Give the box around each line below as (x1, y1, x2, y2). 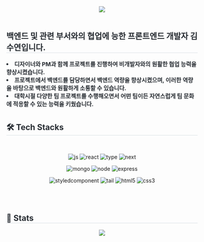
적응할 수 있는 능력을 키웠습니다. (13, 100, 94, 108)
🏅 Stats (6, 213, 34, 223)
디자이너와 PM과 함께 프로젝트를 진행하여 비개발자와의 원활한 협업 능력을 (14, 60, 197, 68)
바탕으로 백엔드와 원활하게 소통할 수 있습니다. (13, 84, 127, 92)
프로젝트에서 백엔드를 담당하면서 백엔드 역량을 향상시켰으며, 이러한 (14, 76, 182, 84)
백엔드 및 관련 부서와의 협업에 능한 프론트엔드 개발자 (6, 31, 189, 41)
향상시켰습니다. (6, 68, 46, 76)
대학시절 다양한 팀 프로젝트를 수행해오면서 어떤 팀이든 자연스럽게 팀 (14, 92, 183, 100)
